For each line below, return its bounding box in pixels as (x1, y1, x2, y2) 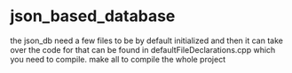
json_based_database (10, 6, 176, 26)
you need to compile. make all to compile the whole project (10, 54, 226, 64)
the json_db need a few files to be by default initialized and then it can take (10, 35, 283, 46)
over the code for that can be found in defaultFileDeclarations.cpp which (10, 44, 276, 55)
